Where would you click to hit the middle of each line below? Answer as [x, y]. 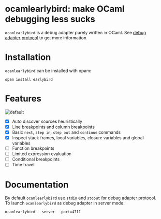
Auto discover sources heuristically [47, 121]
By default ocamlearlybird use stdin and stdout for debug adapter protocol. [80, 198]
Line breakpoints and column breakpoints [53, 127]
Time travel [23, 165]
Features [23, 99]
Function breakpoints [33, 148]
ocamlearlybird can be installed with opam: [48, 71]
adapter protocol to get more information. [46, 38]
